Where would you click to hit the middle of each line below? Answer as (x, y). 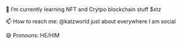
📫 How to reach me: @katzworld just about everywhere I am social (91, 21)
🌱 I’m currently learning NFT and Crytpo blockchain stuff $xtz (84, 9)
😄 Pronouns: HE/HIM (33, 35)
